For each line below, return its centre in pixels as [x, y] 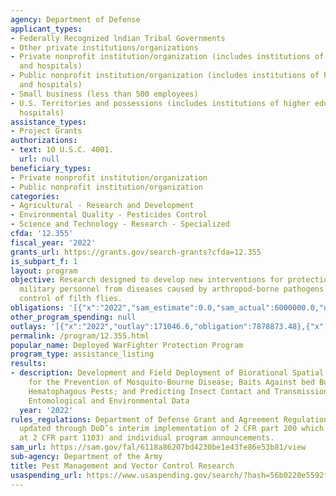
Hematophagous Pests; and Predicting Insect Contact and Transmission [178, 391]
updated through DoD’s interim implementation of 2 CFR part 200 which [172, 429]
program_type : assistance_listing [82, 354]
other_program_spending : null [73, 317]
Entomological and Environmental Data [109, 401]
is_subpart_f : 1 [44, 261]
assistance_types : [48, 122]
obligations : [37, 308]
